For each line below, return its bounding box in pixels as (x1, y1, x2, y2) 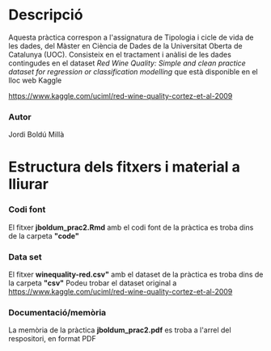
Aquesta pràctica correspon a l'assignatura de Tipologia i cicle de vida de (8, 32, 254, 42)
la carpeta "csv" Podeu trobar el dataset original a (8, 278, 177, 288)
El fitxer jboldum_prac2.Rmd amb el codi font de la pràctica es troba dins (8, 222, 254, 232)
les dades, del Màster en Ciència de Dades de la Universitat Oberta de (8, 40, 243, 50)
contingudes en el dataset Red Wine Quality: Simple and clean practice (8, 58, 247, 68)
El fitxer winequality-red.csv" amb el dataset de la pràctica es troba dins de (8, 269, 264, 280)
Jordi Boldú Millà (8, 129, 65, 139)
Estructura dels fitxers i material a (8, 158, 240, 176)
